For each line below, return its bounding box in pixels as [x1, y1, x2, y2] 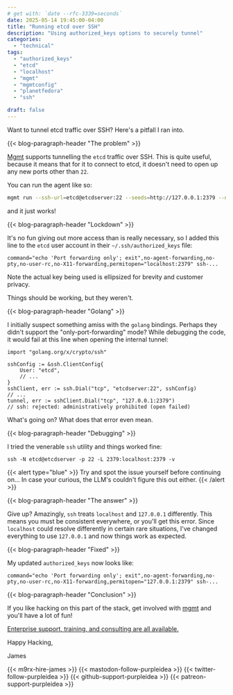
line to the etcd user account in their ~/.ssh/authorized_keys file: [7, 241, 193, 249]
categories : [7, 36, 42, 43]
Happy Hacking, [7, 638, 53, 646]
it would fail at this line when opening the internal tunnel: [7, 335, 169, 344]
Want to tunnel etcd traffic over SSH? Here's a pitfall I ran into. [7, 126, 185, 134]
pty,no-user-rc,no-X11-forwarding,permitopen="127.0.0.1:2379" [7, 578, 194, 585]
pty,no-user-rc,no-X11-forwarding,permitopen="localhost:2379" [7, 260, 194, 267]
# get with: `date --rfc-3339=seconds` [7, 10, 123, 17]
